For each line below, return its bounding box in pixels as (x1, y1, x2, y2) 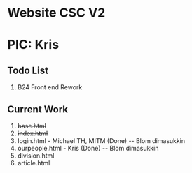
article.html (17, 159, 50, 167)
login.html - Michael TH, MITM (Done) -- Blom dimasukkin (17, 137, 186, 144)
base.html (17, 122, 47, 130)
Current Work (7, 103, 69, 115)
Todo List (7, 64, 49, 76)
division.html (17, 151, 55, 160)
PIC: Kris (7, 37, 60, 53)
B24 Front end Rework (17, 83, 83, 91)
